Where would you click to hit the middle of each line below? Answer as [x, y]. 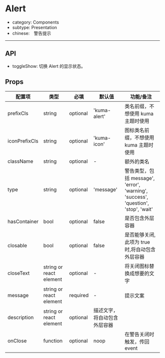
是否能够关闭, [140, 235]
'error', [133, 184]
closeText [19, 273]
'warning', [136, 191]
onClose [17, 341]
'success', [136, 197]
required [79, 295]
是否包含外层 [139, 218]
